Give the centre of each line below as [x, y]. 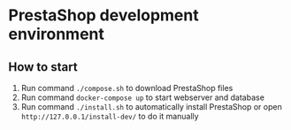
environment [57, 34]
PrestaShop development [104, 15]
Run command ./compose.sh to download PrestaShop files [127, 88]
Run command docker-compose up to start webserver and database [142, 97]
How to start [43, 67]
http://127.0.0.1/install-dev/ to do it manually [110, 116]
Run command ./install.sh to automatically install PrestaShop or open [151, 107]
